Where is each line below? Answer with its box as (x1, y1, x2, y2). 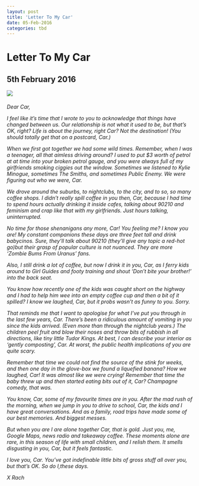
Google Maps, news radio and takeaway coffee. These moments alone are (7, 432, 190, 439)
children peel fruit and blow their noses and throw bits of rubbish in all (7, 328, 178, 335)
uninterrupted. (7, 213, 42, 220)
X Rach (7, 474, 25, 481)
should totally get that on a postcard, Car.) (7, 133, 111, 140)
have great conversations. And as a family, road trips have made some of (7, 408, 187, 415)
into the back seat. (7, 274, 53, 281)
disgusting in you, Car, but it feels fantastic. (7, 445, 113, 452)
